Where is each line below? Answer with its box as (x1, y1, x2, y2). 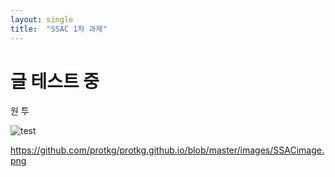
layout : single (10, 14, 74, 25)
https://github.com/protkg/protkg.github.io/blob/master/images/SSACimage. (10, 144, 325, 156)
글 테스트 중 (10, 70, 100, 93)
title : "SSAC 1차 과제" (10, 24, 108, 34)
